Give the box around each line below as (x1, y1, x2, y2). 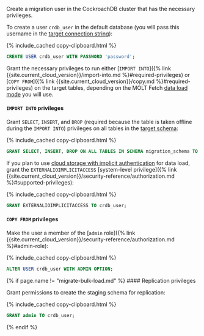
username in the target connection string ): (6, 30, 113, 37)
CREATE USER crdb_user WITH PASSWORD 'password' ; (6, 54, 136, 60)
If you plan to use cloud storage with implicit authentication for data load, (6, 159, 191, 167)
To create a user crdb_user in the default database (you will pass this (6, 24, 180, 31)
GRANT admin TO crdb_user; (6, 312, 75, 318)
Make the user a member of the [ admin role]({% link (6, 229, 136, 237)
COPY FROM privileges (6, 216, 59, 223)
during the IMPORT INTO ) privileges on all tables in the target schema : (6, 125, 178, 132)
